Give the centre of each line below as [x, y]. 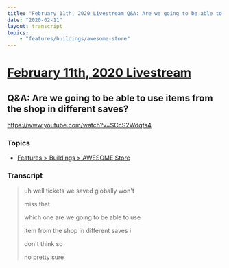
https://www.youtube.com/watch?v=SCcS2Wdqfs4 [80, 125]
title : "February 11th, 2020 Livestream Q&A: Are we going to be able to [115, 13]
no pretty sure [44, 257]
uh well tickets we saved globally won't [79, 191]
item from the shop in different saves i [77, 230]
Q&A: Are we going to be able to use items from [110, 98]
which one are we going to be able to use [82, 217]
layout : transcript [35, 26]
